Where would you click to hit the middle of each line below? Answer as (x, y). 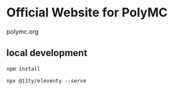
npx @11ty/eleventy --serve (47, 81)
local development (47, 53)
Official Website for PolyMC (87, 13)
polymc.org (23, 31)
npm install (23, 69)
